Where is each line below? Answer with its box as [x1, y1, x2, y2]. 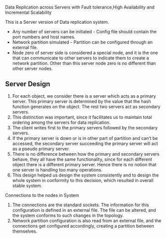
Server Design [5, 80, 51, 88]
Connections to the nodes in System [5, 192, 79, 198]
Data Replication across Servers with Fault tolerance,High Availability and [5, 4, 155, 10]
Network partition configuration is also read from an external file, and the [12, 218, 162, 224]
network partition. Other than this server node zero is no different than [12, 60, 156, 66]
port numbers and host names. [12, 34, 76, 40]
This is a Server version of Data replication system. [5, 19, 110, 25]
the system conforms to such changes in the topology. [12, 212, 124, 218]
